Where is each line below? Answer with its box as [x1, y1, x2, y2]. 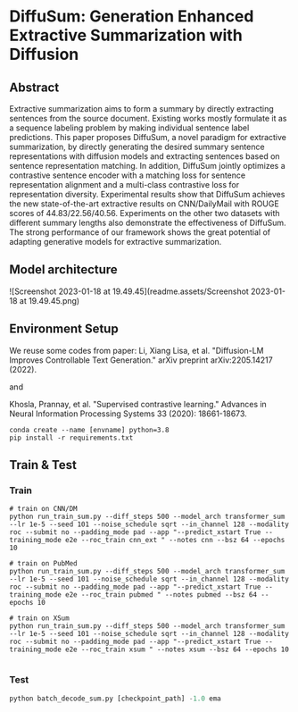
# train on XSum [9, 614, 70, 623]
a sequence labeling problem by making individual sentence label [9, 122, 250, 133]
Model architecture [9, 262, 118, 278]
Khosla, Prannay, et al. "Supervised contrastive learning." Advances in [9, 398, 268, 409]
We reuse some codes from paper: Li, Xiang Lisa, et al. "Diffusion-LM [9, 345, 264, 356]
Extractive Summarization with [9, 25, 243, 46]
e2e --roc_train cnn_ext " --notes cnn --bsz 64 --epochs [65, 536, 286, 545]
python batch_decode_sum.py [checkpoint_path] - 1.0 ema [9, 694, 221, 703]
